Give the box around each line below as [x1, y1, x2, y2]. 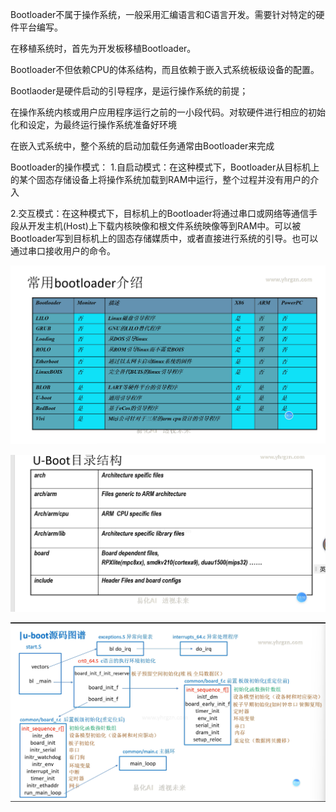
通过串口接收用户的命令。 [10, 245, 116, 257]
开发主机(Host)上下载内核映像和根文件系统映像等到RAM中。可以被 [27, 220, 302, 232]
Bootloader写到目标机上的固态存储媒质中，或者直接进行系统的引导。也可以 [10, 233, 319, 244]
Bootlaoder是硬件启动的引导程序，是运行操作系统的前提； [10, 85, 249, 97]
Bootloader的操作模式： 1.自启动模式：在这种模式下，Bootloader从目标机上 [10, 161, 320, 173]
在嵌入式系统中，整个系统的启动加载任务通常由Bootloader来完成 [10, 140, 275, 152]
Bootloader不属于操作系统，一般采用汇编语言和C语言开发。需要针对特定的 [10, 9, 317, 20]
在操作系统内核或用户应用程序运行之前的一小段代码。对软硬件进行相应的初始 [10, 106, 326, 118]
